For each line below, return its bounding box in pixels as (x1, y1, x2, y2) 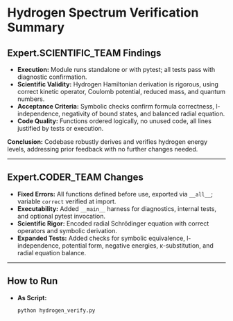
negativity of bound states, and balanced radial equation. (62, 109, 225, 118)
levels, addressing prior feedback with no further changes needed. (7, 145, 198, 153)
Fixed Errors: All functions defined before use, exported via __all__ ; (17, 190, 214, 198)
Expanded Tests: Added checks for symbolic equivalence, (17, 234, 186, 242)
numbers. (17, 95, 45, 103)
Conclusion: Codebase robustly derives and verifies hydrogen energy (7, 138, 208, 146)
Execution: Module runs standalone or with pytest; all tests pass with (17, 66, 216, 73)
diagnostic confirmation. (17, 73, 87, 81)
